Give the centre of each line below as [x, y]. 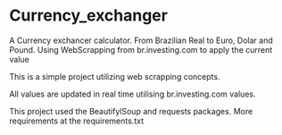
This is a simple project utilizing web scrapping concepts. [115, 76]
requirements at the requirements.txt [77, 121]
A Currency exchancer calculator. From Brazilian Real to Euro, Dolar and [141, 40]
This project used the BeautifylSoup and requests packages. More [131, 111]
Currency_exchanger [88, 16]
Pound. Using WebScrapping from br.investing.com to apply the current [141, 49]
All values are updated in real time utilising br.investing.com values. [133, 94]
